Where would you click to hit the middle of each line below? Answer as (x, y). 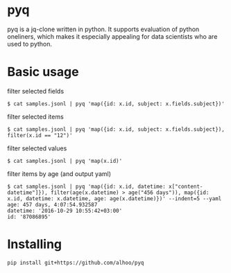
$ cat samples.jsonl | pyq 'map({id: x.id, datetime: (87, 186)
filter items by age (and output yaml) (59, 174)
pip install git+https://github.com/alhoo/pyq (76, 263)
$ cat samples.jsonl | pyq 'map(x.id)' (65, 161)
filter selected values (37, 148)
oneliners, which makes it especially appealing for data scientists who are (112, 36)
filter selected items (35, 116)
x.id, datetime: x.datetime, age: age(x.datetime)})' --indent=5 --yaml (114, 199)
